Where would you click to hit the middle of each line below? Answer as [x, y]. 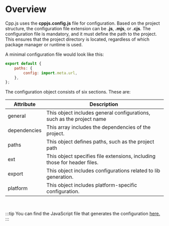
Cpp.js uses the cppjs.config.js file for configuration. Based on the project [82, 23]
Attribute [25, 104]
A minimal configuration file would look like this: [55, 54]
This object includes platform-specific [92, 185]
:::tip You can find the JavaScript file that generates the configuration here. [83, 214]
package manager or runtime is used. [44, 44]
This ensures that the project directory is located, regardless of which [77, 39]
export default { [23, 63]
